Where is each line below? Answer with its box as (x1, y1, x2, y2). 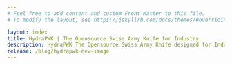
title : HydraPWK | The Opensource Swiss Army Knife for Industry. (7, 35, 202, 42)
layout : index (7, 29, 48, 36)
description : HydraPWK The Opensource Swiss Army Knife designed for (7, 42, 212, 49)
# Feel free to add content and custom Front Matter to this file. (7, 10, 206, 17)
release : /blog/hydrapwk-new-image (7, 48, 110, 55)
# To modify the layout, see (7, 16, 91, 23)
